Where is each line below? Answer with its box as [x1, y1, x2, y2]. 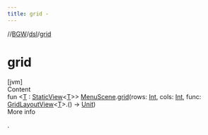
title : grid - [7, 10, 50, 18]
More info [7, 107, 36, 116]
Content [7, 85, 31, 94]
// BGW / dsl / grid [7, 30, 52, 38]
